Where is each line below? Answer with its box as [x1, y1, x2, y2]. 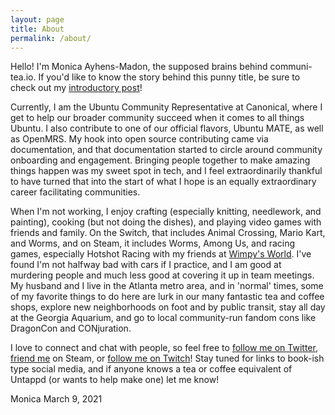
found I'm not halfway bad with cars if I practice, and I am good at [10, 259, 282, 271]
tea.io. [10, 71, 37, 83]
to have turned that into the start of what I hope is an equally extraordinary [10, 176, 317, 188]
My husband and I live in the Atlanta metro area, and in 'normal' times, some [10, 280, 324, 292]
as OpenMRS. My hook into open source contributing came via [10, 133, 269, 145]
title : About [10, 24, 65, 34]
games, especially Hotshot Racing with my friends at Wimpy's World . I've [10, 248, 312, 260]
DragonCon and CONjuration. [10, 322, 132, 335]
